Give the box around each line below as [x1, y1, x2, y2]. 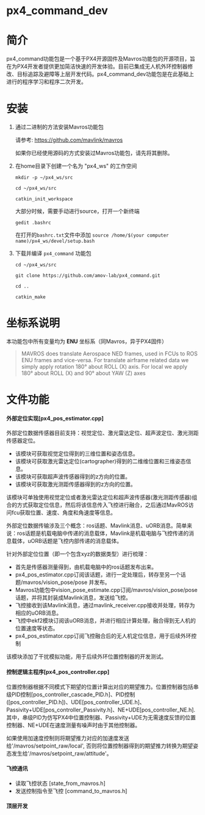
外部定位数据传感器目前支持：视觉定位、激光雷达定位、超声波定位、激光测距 [6, 430, 199, 437]
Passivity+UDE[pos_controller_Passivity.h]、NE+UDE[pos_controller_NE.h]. [6, 706, 196, 713]
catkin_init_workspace [15, 196, 73, 202]
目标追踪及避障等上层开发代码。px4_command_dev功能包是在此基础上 [16, 70, 194, 78]
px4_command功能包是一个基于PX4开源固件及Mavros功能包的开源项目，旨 [6, 55, 195, 63]
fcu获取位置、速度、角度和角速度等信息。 [11, 509, 117, 517]
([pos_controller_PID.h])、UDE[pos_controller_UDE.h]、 [6, 698, 145, 705]
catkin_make [15, 294, 46, 300]
